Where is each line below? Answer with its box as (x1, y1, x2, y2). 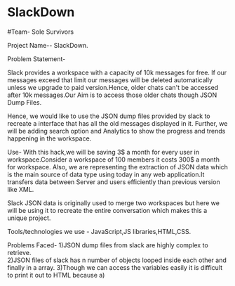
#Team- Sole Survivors (7, 27, 74, 36)
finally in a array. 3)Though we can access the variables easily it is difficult (7, 263, 223, 271)
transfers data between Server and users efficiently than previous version (7, 177, 220, 186)
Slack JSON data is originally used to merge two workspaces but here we (7, 198, 220, 207)
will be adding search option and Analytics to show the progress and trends (7, 126, 226, 135)
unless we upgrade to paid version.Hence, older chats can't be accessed (7, 83, 219, 91)
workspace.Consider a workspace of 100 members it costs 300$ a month (7, 155, 220, 164)
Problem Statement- (7, 54, 66, 63)
